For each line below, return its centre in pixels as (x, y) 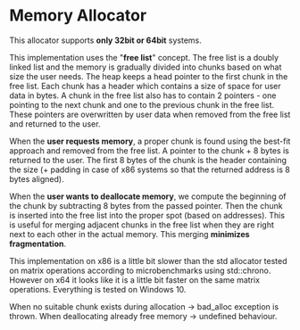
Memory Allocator (78, 16)
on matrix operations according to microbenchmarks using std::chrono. (140, 270)
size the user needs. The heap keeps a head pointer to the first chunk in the (149, 76)
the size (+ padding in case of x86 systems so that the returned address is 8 (150, 169)
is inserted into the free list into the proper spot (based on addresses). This (147, 215)
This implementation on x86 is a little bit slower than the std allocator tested (148, 260)
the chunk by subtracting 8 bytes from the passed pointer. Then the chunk (146, 205)
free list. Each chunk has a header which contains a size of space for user (145, 86)
